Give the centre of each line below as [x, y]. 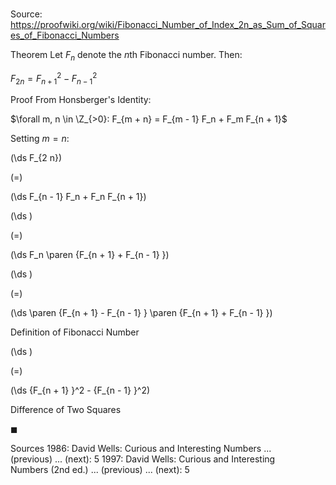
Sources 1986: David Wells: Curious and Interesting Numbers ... [141, 449]
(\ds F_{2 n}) [36, 158]
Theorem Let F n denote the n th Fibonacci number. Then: [126, 56]
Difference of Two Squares [66, 410]
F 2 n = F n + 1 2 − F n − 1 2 [54, 78]
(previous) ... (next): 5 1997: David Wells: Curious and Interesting [143, 459]
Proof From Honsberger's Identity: [81, 100]
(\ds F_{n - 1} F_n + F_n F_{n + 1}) [78, 197]
